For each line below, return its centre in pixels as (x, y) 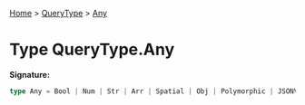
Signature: (30, 74)
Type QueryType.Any (92, 50)
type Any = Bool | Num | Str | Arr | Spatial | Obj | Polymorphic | (142, 91)
